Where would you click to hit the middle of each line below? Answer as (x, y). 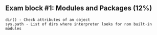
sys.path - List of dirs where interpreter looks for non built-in (79, 24)
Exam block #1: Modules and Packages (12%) (79, 8)
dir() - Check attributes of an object (48, 19)
